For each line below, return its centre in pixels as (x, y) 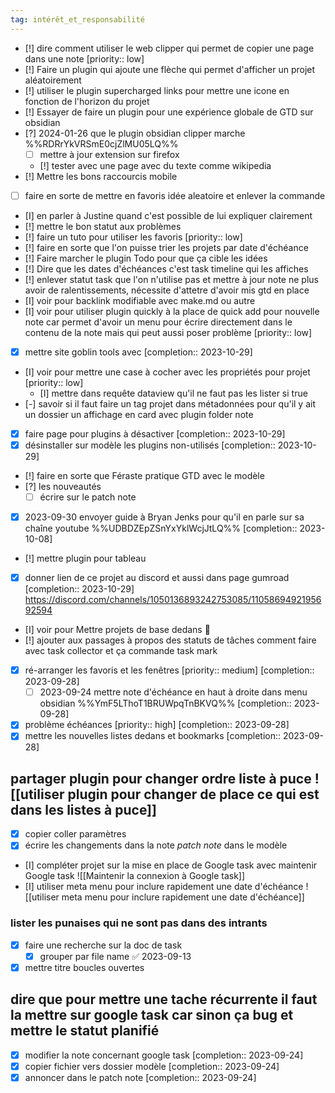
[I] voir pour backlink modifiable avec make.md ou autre (140, 300)
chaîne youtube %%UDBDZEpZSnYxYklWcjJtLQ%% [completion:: (161, 528)
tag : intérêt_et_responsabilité (77, 19)
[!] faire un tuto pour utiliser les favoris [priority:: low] (133, 237)
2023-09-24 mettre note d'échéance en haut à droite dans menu (173, 692)
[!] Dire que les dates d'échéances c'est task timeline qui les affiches (166, 268)
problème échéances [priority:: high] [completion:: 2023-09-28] (157, 725)
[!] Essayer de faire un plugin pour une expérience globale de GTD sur (169, 112)
